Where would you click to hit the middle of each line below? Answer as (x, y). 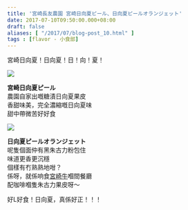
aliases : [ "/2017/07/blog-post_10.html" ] (71, 33)
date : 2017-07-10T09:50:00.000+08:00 (62, 20)
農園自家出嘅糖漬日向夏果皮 (47, 96)
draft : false (26, 26)
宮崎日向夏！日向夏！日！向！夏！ (56, 60)
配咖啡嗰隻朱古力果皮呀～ (44, 185)
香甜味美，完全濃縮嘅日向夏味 (49, 105)
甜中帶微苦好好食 (31, 114)
